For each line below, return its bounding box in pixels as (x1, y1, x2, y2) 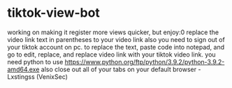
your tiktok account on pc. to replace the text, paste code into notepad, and (7, 43, 225, 51)
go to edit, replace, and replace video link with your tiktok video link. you (7, 50, 216, 59)
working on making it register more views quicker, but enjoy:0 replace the (7, 28, 219, 36)
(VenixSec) (36, 72, 68, 81)
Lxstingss (7, 72, 35, 81)
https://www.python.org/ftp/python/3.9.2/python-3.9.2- (64, 57, 225, 66)
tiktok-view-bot (7, 5, 100, 21)
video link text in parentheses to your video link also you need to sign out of (7, 35, 225, 43)
